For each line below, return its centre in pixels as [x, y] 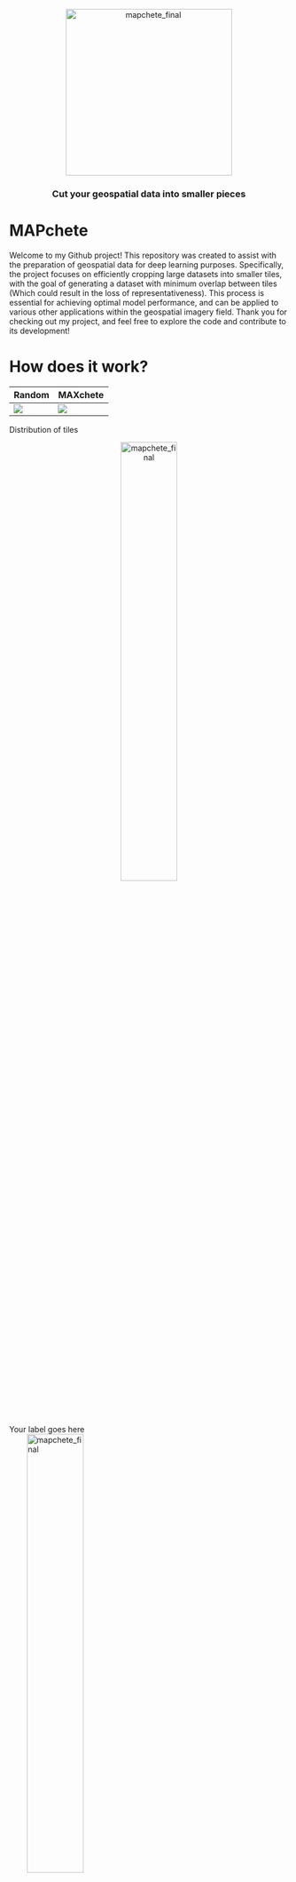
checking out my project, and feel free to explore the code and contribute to [148, 321]
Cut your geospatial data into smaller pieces [149, 194]
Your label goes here [47, 1429]
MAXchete [81, 395]
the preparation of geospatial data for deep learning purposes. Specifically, [146, 264]
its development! [40, 331]
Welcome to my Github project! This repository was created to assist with [143, 255]
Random [32, 395]
